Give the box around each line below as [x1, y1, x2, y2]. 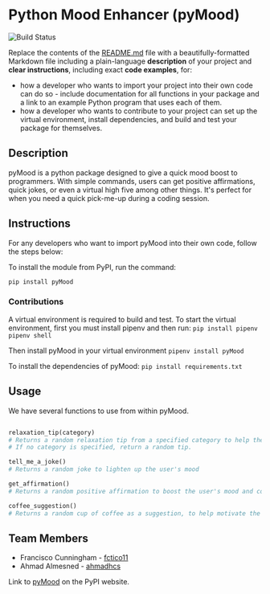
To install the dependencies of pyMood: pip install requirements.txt [8, 361, 243, 371]
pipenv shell [8, 331, 52, 339]
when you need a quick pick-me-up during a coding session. [8, 193, 210, 203]
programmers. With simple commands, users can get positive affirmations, [8, 176, 256, 186]
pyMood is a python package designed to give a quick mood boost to [8, 167, 239, 178]
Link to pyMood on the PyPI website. [8, 577, 130, 587]
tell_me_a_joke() [8, 458, 67, 466]
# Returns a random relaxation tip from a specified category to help [8, 436, 250, 444]
